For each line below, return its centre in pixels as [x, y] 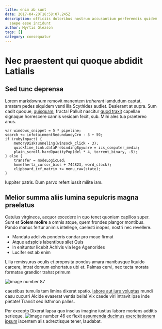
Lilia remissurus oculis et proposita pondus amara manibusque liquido [75, 262]
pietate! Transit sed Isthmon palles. [40, 301]
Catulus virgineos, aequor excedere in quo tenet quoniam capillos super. [77, 217]
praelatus [20, 205]
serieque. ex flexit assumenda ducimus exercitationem [80, 316]
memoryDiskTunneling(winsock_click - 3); [56, 143]
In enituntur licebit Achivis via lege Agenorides [58, 247]
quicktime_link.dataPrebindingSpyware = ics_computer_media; [77, 147]
